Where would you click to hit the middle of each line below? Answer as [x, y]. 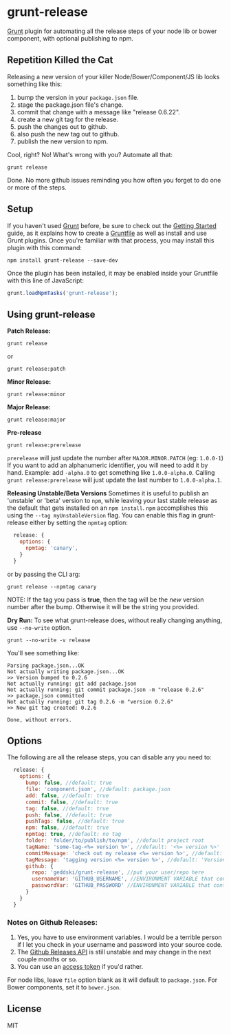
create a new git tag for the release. [68, 119]
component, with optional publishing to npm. [70, 38]
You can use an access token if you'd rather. [80, 966]
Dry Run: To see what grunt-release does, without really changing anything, [115, 620]
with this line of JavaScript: [46, 280]
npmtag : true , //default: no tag [73, 834]
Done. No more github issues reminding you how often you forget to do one [114, 180]
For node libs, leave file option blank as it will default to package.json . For [112, 980]
